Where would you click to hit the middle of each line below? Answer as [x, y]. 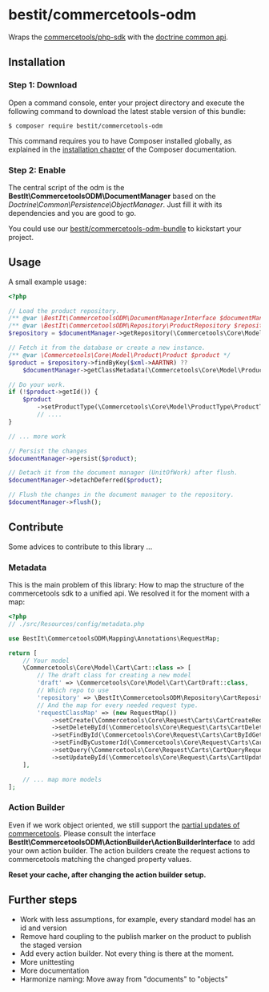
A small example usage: [47, 282]
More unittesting [47, 962]
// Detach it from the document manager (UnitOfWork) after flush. [123, 473]
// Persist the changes [48, 451]
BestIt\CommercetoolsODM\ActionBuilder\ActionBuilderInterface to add [132, 842]
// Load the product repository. [64, 311]
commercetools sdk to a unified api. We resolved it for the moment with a [129, 594]
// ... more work [37, 436]
